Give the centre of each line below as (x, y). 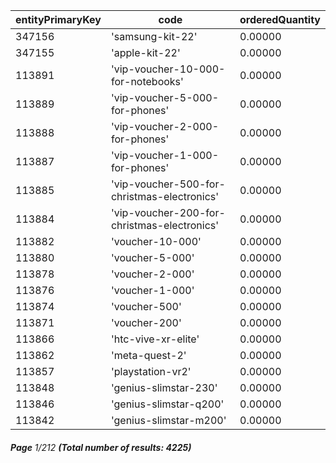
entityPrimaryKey (58, 19)
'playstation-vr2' (151, 371)
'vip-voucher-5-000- (165, 97)
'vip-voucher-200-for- (168, 212)
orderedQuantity (280, 19)
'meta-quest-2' (148, 355)
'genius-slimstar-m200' (168, 420)
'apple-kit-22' (145, 52)
